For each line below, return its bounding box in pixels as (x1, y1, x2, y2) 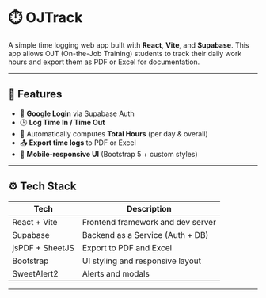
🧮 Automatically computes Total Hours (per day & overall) (19, 128, 208, 138)
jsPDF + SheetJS (12, 242, 75, 253)
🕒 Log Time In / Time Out (19, 117, 105, 127)
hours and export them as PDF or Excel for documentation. (8, 57, 200, 67)
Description (126, 203, 172, 214)
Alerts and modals (82, 268, 150, 279)
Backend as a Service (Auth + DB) (82, 229, 209, 240)
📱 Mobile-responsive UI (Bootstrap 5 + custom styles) (19, 149, 198, 159)
